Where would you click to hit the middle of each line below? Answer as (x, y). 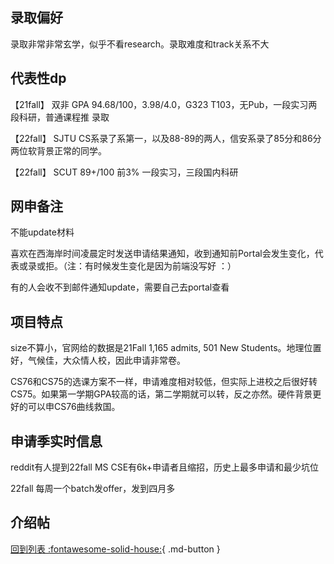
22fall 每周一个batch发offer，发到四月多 (93, 489)
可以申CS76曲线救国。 (74, 407)
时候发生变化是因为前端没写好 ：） (165, 266)
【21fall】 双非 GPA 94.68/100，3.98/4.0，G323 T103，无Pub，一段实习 (159, 104)
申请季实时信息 (56, 441)
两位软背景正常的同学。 (58, 150)
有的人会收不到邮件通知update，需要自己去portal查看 (120, 287)
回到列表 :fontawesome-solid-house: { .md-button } (115, 549)
